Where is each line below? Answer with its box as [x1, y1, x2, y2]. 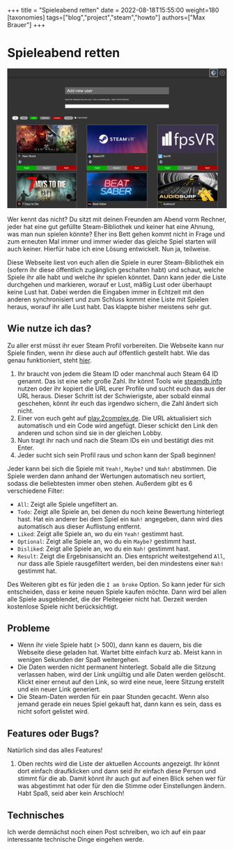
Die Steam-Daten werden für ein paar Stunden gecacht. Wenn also [17, 693, 210, 701]
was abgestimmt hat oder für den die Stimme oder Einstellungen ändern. [17, 782, 226, 790]
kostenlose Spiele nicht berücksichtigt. [7, 602, 118, 611]
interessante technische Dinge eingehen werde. [7, 835, 145, 844]
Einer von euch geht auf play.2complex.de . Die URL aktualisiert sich [17, 414, 212, 422]
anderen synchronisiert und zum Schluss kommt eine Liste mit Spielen [7, 295, 209, 304]
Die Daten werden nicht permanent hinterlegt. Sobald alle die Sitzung [17, 663, 216, 671]
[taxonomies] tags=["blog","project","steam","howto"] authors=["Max [7, 13, 205, 22]
